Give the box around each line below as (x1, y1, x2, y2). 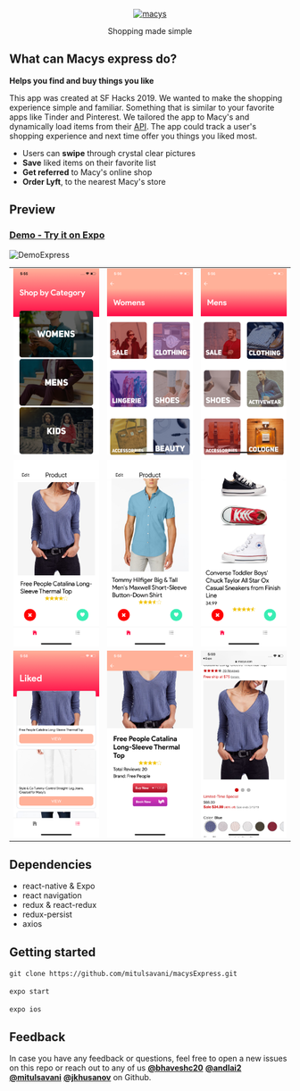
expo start (9, 987, 50, 996)
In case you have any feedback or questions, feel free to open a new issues (9, 1053, 287, 1063)
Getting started (9, 945, 96, 960)
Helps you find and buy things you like (9, 75, 154, 86)
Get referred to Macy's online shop (21, 166, 153, 178)
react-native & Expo (21, 880, 96, 892)
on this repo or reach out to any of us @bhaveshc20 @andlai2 (9, 1062, 242, 1073)
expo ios (9, 1005, 42, 1014)
